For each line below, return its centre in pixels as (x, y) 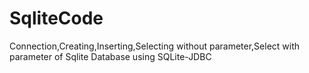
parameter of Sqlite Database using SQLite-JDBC (110, 56)
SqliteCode (56, 18)
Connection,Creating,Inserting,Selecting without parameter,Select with (155, 46)
